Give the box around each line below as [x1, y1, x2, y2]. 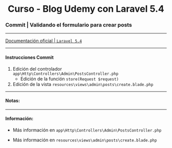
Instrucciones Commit [5, 54, 54, 60]
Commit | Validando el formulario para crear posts [5, 22, 132, 29]
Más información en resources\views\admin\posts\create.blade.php [12, 137, 157, 143]
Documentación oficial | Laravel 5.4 [5, 38, 82, 44]
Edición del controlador [12, 66, 62, 72]
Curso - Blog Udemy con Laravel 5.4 [7, 3, 165, 15]
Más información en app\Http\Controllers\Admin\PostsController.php [12, 127, 162, 133]
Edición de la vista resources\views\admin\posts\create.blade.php [12, 81, 154, 87]
